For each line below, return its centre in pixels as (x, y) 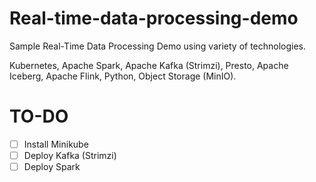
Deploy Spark (52, 166)
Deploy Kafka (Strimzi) (70, 155)
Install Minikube (56, 144)
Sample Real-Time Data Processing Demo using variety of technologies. (158, 46)
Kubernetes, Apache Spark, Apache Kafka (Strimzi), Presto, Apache (149, 65)
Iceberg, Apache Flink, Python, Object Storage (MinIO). (123, 76)
